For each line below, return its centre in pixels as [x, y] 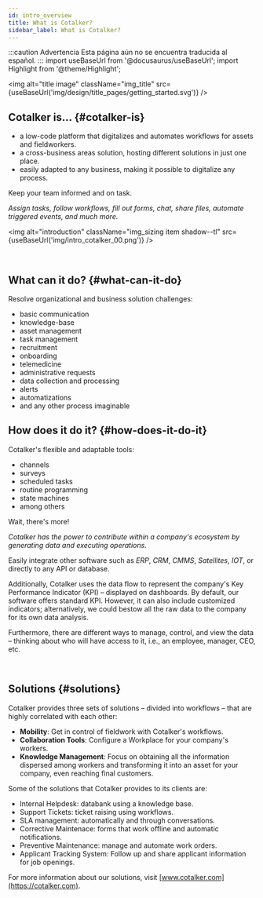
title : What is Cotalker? [50, 23]
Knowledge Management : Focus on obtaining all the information [124, 756]
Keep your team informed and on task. [70, 193]
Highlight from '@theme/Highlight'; [65, 69]
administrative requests [57, 372]
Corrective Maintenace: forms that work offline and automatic [119, 828]
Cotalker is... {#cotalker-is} [77, 117]
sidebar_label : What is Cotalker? [65, 30]
